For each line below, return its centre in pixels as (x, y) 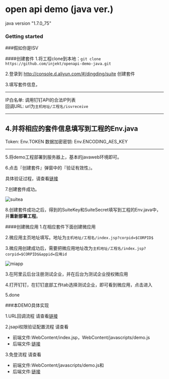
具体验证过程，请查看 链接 (32, 179)
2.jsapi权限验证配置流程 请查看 (37, 327)
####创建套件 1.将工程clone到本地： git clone (53, 59)
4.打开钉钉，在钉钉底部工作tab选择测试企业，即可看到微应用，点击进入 (79, 285)
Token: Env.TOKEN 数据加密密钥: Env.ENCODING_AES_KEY (67, 142)
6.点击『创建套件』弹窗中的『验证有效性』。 (50, 168)
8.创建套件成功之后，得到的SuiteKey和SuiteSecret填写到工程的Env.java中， (83, 210)
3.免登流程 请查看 (23, 355)
